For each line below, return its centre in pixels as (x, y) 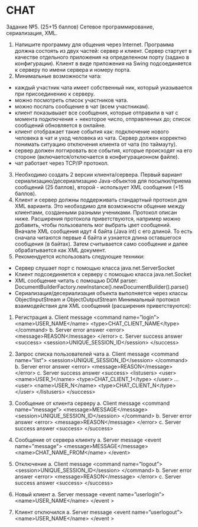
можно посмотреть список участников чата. (71, 100)
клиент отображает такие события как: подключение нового (92, 132)
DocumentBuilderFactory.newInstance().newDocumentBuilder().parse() (102, 287)
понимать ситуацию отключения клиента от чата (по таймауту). (96, 144)
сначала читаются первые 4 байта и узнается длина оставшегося (98, 237)
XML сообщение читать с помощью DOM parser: (76, 280)
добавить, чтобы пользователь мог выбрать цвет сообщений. (93, 225)
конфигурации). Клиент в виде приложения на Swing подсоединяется (103, 63)
